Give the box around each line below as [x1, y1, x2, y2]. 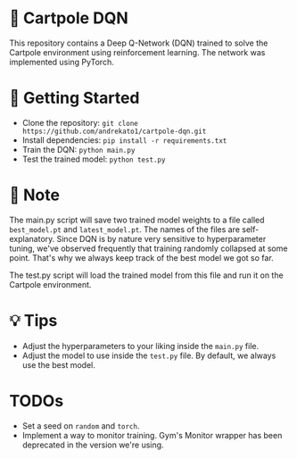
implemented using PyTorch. [9, 56, 114, 67]
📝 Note [9, 185, 61, 205]
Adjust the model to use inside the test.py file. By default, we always [21, 350, 276, 361]
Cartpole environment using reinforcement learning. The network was [9, 46, 266, 57]
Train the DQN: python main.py [21, 144, 136, 154]
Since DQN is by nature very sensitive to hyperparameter [56, 233, 267, 244]
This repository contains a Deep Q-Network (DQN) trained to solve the [9, 38, 268, 48]
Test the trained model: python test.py [21, 154, 166, 164]
